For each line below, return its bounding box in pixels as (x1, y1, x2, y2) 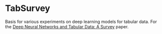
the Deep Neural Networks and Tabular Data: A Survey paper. (5, 23, 129, 29)
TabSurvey (5, 3, 50, 14)
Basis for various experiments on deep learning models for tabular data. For (5, 19, 157, 24)
